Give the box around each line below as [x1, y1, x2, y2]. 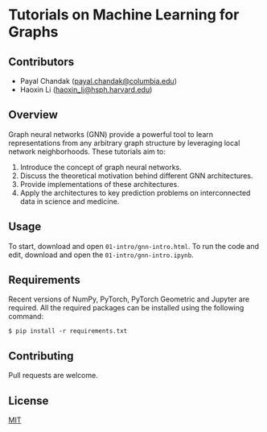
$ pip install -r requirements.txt [8, 327, 128, 335]
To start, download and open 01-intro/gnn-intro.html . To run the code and [8, 241, 260, 251]
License [8, 393, 49, 408]
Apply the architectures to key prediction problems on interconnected [19, 188, 251, 197]
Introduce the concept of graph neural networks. [19, 162, 183, 172]
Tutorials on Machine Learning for [8, 6, 240, 24]
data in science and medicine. [19, 196, 120, 206]
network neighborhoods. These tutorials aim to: [8, 147, 166, 156]
